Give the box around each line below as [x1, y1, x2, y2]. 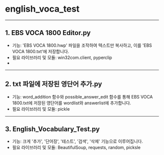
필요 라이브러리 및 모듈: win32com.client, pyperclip [12, 55, 112, 60]
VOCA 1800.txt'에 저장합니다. [12, 48, 69, 54]
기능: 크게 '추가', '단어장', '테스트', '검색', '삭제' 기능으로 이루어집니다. [12, 138, 143, 144]
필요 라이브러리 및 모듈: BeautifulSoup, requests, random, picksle [12, 145, 141, 151]
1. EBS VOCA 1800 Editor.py [5, 29, 91, 37]
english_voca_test [5, 3, 80, 15]
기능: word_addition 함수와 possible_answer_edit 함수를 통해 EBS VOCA [12, 94, 153, 99]
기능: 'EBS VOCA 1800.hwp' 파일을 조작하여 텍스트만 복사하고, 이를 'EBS [12, 42, 152, 48]
